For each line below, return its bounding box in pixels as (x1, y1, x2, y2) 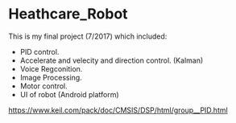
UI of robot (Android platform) (19, 89, 119, 99)
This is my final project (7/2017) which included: (8, 31, 168, 41)
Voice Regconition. (19, 64, 83, 73)
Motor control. (19, 81, 68, 91)
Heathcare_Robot (8, 5, 128, 23)
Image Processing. (19, 72, 82, 82)
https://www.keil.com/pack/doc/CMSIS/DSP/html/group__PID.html (8, 105, 228, 115)
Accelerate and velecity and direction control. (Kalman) (19, 55, 204, 65)
